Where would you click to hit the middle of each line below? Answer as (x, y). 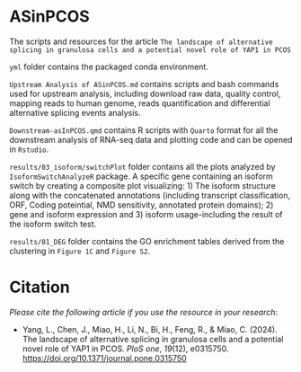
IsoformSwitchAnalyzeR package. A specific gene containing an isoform (142, 176)
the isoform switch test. (53, 224)
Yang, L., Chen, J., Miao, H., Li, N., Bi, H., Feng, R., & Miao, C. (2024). (150, 329)
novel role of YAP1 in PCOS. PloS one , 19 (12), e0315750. (125, 349)
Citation (40, 287)
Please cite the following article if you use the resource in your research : (144, 312)
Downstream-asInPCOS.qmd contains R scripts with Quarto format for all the (144, 130)
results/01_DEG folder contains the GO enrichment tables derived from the (147, 241)
